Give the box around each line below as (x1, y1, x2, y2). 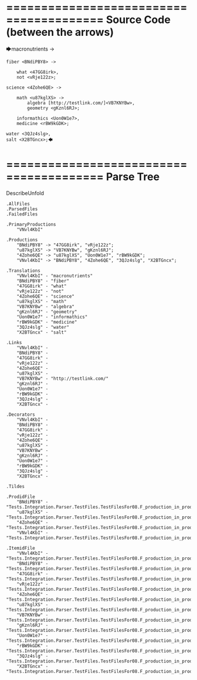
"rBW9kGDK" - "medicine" (16, 319, 77, 325)
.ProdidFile (6, 494, 35, 500)
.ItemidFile (6, 545, 35, 551)
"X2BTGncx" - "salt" (16, 329, 67, 335)
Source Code (106, 13, 171, 26)
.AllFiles (6, 201, 30, 207)
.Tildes (6, 483, 25, 489)
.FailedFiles (6, 211, 38, 217)
